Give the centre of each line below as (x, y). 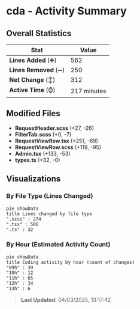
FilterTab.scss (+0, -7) (43, 134)
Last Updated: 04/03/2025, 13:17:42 (66, 299)
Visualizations (34, 179)
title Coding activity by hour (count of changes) (71, 262)
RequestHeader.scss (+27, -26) (54, 128)
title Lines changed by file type (49, 214)
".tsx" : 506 (22, 224)
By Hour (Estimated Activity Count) (58, 245)
